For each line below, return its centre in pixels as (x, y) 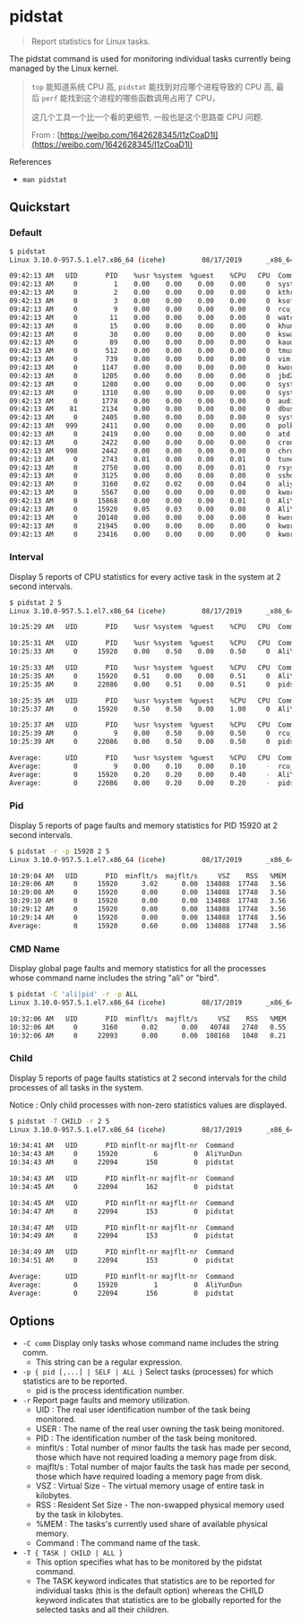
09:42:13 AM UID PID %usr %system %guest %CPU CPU (140, 276)
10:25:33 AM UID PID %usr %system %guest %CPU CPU (140, 668)
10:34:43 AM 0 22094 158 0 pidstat (122, 1162)
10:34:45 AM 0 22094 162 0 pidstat (122, 1186)
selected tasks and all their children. (102, 1609)
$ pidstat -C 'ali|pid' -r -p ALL (74, 995)
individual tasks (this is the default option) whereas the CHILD (150, 1590)
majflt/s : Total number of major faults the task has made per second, (163, 1466)
